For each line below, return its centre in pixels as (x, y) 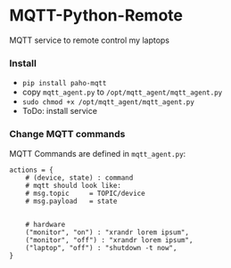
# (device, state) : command (79, 178)
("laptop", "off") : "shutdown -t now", (101, 248)
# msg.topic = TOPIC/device (85, 193)
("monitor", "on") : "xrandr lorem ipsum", (107, 232)
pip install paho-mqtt (64, 84)
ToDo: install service (60, 111)
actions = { (31, 170)
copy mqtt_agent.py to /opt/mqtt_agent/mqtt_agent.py (122, 92)
